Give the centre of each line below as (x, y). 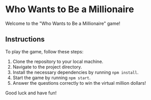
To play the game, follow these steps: (44, 51)
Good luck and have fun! (31, 93)
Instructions (25, 39)
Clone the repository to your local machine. (58, 61)
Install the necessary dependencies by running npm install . (75, 72)
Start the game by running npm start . (51, 78)
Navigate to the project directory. (47, 66)
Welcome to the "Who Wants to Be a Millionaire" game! (63, 23)
